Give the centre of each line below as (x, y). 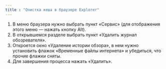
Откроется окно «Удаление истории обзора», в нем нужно (75, 45)
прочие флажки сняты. (37, 56)
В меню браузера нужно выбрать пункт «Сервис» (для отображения (86, 24)
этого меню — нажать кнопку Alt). (49, 29)
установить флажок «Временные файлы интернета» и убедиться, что (87, 50)
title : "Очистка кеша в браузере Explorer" (52, 10)
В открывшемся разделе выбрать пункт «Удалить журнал (74, 34)
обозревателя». (29, 40)
